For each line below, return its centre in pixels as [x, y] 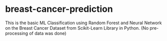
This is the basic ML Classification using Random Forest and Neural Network [83, 23]
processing [17, 33]
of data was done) [48, 33]
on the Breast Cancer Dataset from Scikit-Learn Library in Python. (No [77, 28]
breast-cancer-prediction [59, 9]
